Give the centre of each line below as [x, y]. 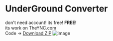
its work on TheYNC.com [31, 27]
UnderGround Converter [56, 9]
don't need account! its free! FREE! [41, 22]
